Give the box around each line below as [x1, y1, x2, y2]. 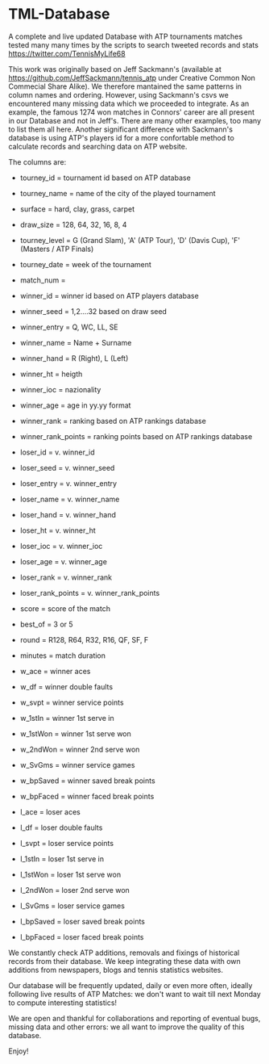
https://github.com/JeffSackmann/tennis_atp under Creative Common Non [8, 73, 256, 82]
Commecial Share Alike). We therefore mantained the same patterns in [8, 82, 242, 91]
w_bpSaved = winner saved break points [19, 776, 155, 785]
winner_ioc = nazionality [19, 384, 101, 394]
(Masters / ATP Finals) [19, 244, 94, 253]
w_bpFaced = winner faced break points [19, 791, 155, 801]
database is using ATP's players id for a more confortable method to [8, 132, 235, 142]
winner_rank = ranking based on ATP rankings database [19, 416, 207, 425]
